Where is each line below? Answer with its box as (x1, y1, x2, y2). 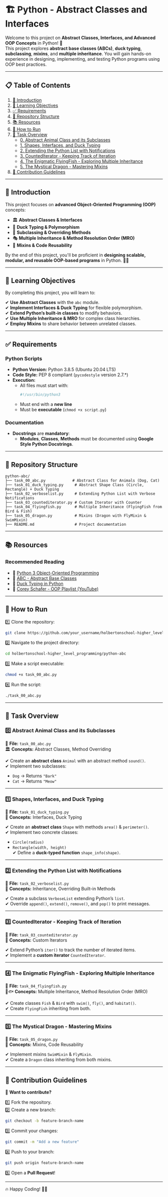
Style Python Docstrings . (19, 441, 73, 447)
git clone (5, 630, 26, 635)
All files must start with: (19, 382, 68, 389)
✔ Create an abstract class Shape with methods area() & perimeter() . (5, 824, 149, 830)
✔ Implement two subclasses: (5, 763, 66, 769)
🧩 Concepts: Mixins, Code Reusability (5, 1041, 83, 1048)
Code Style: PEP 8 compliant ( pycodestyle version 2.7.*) (12, 372, 128, 378)
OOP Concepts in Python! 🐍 (5, 40, 63, 46)
